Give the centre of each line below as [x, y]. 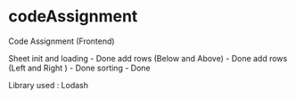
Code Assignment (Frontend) [62, 41]
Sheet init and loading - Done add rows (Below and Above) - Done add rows [148, 58]
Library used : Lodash [49, 85]
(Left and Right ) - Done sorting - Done [79, 68]
